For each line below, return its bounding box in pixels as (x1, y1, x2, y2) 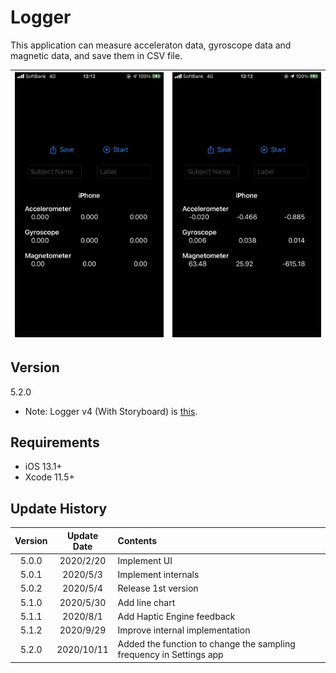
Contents (117, 535, 158, 547)
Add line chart (117, 596, 176, 608)
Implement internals (117, 569, 200, 581)
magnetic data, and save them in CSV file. (10, 49, 183, 61)
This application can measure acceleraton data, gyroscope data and (10, 39, 292, 51)
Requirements (10, 434, 100, 451)
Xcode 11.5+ (24, 471, 75, 483)
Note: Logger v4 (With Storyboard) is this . (24, 405, 198, 417)
